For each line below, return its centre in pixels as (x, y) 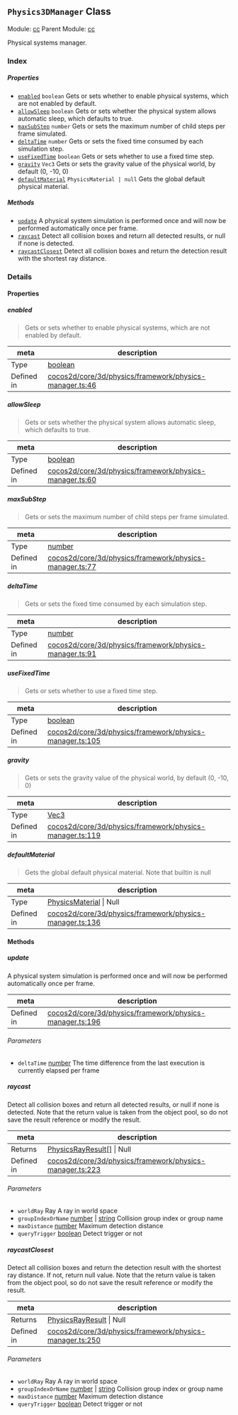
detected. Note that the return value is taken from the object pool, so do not (118, 1112)
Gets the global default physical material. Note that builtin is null (118, 872)
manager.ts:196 (74, 1021)
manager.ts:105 (74, 741)
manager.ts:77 (72, 567)
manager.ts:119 (74, 835)
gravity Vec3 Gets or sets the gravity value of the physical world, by (117, 163)
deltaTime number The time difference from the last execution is (111, 1063)
